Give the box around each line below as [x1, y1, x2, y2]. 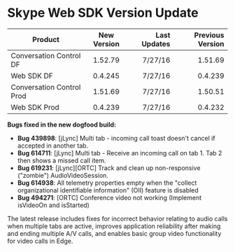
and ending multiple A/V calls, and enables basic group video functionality [7, 229, 222, 237]
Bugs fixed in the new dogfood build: [7, 120, 117, 129]
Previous [194, 30, 225, 40]
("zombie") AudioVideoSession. [17, 171, 108, 179]
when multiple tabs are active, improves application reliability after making [7, 222, 221, 230]
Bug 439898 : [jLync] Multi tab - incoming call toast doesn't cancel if [17, 134, 215, 142]
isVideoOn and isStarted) [17, 201, 90, 209]
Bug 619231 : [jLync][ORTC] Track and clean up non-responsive [17, 163, 201, 172]
